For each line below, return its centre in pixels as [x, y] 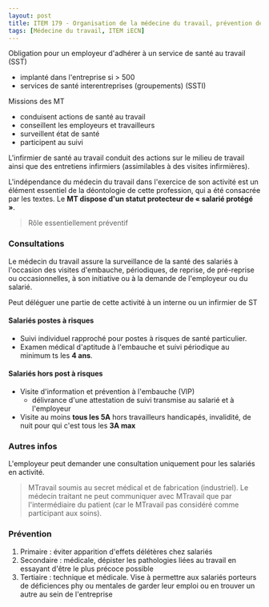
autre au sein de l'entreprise [66, 594]
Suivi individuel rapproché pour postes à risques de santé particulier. [133, 338]
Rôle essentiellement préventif [78, 223]
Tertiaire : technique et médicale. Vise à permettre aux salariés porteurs [138, 577]
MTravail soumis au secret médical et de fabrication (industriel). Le [138, 488]
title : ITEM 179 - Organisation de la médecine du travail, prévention [130, 23]
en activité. [27, 472]
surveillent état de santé [60, 134]
